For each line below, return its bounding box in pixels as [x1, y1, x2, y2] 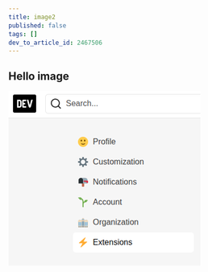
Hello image [8, 69, 70, 83]
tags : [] [8, 30, 38, 38]
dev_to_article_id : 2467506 [8, 39, 103, 47]
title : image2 [8, 13, 56, 21]
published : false [8, 21, 67, 30]
